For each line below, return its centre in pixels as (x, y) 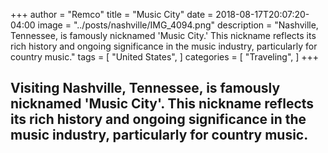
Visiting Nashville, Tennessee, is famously (145, 88)
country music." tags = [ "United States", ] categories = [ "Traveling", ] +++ (165, 57)
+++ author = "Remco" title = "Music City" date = (112, 14)
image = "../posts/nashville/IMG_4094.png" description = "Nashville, (178, 25)
